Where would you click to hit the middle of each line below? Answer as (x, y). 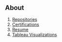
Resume (20, 29)
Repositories (24, 19)
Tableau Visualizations (34, 34)
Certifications (26, 24)
